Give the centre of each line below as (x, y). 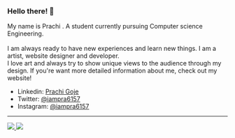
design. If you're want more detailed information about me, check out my (112, 71)
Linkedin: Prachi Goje (48, 92)
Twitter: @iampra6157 (49, 99)
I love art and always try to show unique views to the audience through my (114, 63)
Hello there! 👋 (31, 11)
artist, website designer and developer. (64, 56)
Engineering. (26, 33)
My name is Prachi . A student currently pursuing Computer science (105, 26)
